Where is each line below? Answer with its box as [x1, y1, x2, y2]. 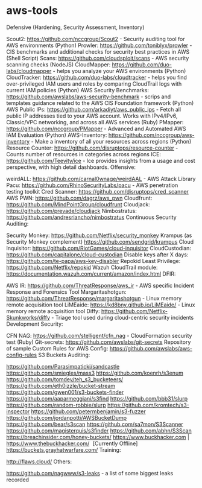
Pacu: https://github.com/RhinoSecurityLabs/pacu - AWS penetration [6, 182, 178, 189]
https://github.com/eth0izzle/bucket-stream [6, 382, 116, 389]
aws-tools [6, 4, 58, 17]
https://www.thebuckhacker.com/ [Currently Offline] [6, 440, 138, 447]
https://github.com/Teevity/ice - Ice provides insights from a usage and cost [6, 157, 195, 164]
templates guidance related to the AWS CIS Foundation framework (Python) [6, 99, 194, 106]
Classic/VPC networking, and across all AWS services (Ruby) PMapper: [6, 118, 184, 125]
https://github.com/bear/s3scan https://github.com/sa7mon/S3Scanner [6, 420, 184, 428]
